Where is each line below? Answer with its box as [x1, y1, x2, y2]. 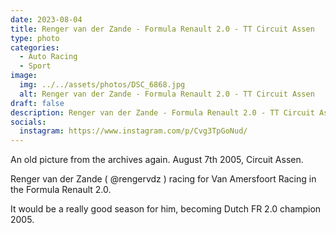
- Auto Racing [19, 52, 78, 62]
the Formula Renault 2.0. [10, 184, 112, 196]
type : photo [10, 33, 60, 43]
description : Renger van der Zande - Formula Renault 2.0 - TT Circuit [10, 107, 315, 118]
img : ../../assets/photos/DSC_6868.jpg [19, 80, 186, 90]
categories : [10, 42, 60, 53]
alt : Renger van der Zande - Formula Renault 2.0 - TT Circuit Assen [19, 89, 315, 99]
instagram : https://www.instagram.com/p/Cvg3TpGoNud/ [19, 126, 248, 136]
